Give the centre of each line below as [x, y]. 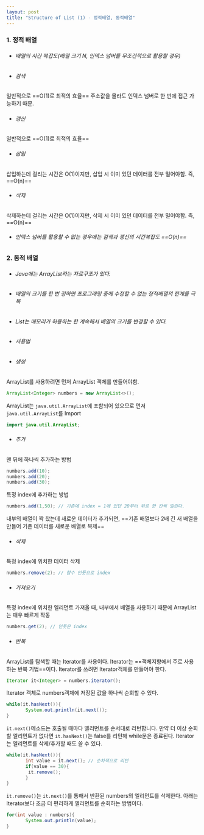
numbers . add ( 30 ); [28, 482]
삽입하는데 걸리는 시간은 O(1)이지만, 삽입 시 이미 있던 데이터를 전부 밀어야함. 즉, [100, 174]
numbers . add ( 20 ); [28, 476]
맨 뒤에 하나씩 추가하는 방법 [39, 459]
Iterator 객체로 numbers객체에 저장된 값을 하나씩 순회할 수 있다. [83, 693]
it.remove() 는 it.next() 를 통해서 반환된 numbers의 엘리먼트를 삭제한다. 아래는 [102, 796]
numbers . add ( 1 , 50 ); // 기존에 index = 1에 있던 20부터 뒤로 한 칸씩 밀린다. [96, 506]
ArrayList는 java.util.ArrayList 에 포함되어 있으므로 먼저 [76, 406]
